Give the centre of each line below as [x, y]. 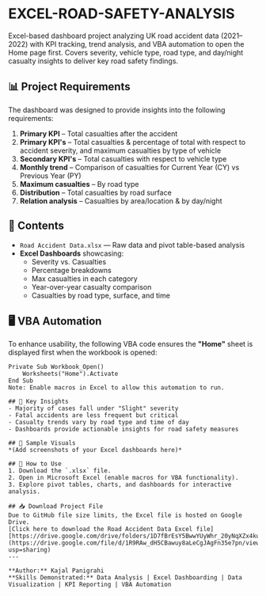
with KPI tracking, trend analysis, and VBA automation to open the [137, 44]
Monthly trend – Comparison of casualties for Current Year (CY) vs [129, 167]
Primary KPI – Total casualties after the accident [99, 133]
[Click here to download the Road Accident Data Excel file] [111, 530]
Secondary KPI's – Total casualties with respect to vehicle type [123, 158]
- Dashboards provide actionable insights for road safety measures [123, 429]
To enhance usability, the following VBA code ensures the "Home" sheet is [131, 344]
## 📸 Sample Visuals [42, 443]
